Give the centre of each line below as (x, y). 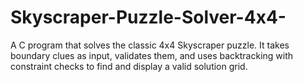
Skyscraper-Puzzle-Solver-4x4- (148, 17)
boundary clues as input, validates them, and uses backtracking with (152, 55)
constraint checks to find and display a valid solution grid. (129, 66)
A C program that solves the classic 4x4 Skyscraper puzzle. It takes (150, 45)
